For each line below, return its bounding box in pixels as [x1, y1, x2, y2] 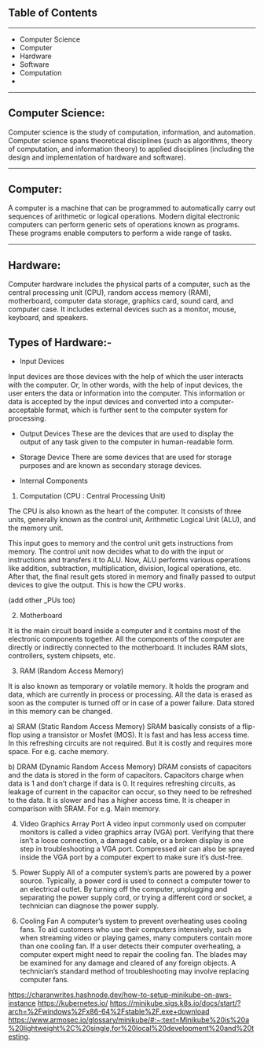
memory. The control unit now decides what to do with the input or [8, 547, 224, 557]
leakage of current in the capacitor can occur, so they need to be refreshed [8, 787, 252, 797]
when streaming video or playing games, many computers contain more [19, 933, 253, 943]
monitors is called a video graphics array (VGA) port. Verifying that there [19, 827, 254, 837]
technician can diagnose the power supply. [19, 901, 159, 911]
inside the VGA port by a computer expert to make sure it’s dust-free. [19, 852, 244, 862]
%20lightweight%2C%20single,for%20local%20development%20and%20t [8, 1024, 255, 1033]
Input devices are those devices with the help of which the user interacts [8, 372, 244, 381]
